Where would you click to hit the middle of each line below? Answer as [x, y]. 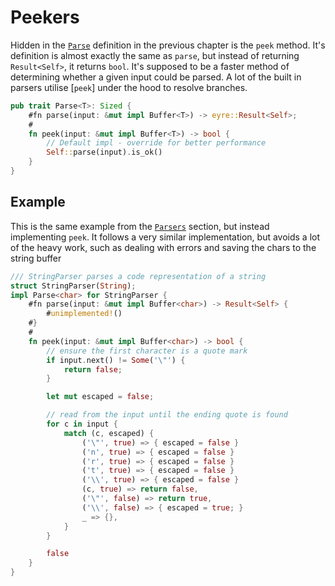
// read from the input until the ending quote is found [167, 415]
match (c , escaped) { [109, 433]
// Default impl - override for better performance [156, 143]
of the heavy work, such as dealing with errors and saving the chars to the [163, 247]
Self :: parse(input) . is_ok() [104, 152]
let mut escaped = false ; [100, 397]
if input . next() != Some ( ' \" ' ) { [116, 360]
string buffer [36, 258]
